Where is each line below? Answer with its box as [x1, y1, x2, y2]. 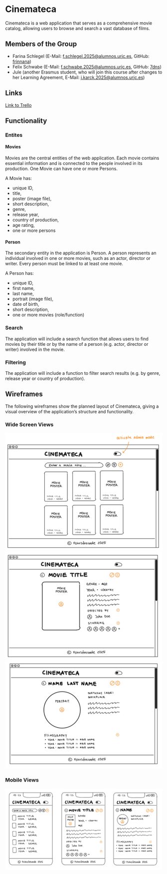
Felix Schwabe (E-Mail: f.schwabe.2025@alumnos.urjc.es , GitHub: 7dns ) [12, 63, 162, 69]
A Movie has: [5, 175, 32, 181]
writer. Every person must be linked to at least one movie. [5, 261, 124, 267]
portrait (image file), [12, 296, 54, 302]
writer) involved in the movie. [5, 346, 65, 352]
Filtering [5, 359, 26, 366]
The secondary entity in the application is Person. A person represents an [5, 250, 157, 256]
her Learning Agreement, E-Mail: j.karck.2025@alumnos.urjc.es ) [12, 74, 145, 80]
